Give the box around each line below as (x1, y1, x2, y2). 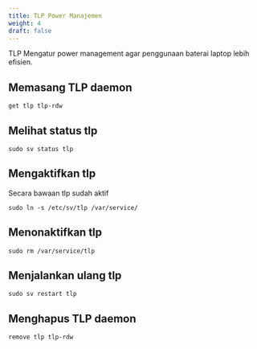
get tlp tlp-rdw (8, 102, 63, 110)
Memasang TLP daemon (8, 80, 133, 94)
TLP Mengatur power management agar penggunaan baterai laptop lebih (8, 49, 250, 59)
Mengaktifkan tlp (8, 166, 96, 181)
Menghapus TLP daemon (8, 311, 137, 326)
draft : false (8, 27, 52, 35)
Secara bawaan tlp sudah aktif (8, 188, 109, 198)
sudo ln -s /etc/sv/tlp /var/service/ (8, 203, 138, 211)
